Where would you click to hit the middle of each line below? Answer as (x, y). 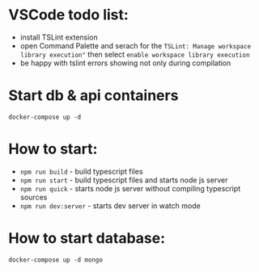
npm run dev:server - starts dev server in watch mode (110, 205)
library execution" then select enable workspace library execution (135, 54)
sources (34, 197)
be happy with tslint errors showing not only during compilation (125, 63)
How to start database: (87, 238)
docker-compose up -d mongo (56, 260)
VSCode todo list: (69, 15)
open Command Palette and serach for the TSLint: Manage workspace (136, 45)
